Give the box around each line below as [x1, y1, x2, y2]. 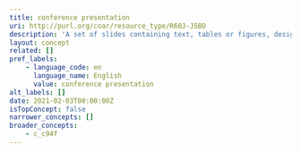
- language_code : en [25, 63, 102, 72]
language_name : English [32, 72, 123, 80]
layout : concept [9, 38, 70, 47]
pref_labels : [9, 55, 58, 63]
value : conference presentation [32, 80, 154, 89]
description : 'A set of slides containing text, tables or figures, [9, 30, 271, 38]
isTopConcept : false [9, 105, 87, 114]
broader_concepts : [9, 122, 78, 131]
